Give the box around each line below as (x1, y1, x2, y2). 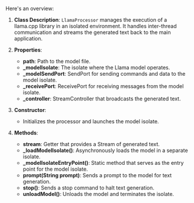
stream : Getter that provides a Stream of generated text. (22, 141, 160, 147)
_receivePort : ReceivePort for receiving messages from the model (22, 83, 184, 90)
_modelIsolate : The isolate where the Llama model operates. (22, 64, 170, 71)
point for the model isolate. (22, 165, 88, 172)
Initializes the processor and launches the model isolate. (22, 118, 159, 125)
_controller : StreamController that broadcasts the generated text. (22, 95, 181, 102)
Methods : (14, 129, 39, 136)
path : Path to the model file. (22, 58, 91, 65)
